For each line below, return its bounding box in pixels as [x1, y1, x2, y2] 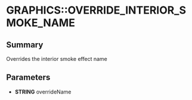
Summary [6, 40, 44, 50]
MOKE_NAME [6, 16, 76, 30]
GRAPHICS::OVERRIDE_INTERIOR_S [6, 4, 187, 17]
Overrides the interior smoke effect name [6, 56, 107, 62]
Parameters [6, 72, 51, 83]
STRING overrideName [14, 88, 72, 95]
